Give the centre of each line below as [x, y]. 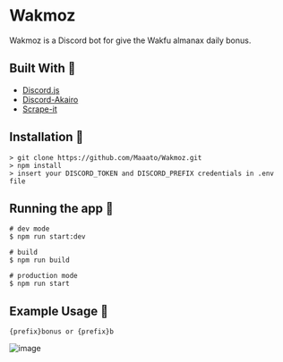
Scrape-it [40, 109]
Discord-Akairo [50, 99]
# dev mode [30, 229]
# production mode [43, 276]
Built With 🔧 [43, 68]
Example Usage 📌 [59, 311]
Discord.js [41, 89]
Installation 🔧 [47, 137]
